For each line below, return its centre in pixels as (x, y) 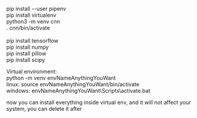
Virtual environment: (32, 71)
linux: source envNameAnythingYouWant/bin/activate (73, 84)
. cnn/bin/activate (28, 28)
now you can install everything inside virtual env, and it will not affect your (98, 102)
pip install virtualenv (31, 15)
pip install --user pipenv (36, 9)
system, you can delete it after (44, 109)
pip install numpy (28, 47)
